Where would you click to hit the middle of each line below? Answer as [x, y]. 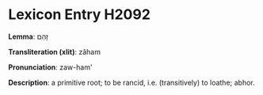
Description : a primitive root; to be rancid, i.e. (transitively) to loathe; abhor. [131, 82]
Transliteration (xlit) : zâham [55, 51]
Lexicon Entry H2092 [79, 15]
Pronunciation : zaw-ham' [50, 67]
